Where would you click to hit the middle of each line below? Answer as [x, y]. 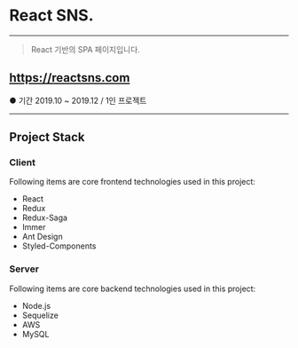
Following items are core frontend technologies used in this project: [132, 182]
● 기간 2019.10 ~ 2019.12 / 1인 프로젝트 [78, 100]
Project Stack [47, 137]
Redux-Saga [45, 217]
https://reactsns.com [70, 78]
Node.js [36, 305]
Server [24, 269]
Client [22, 162]
